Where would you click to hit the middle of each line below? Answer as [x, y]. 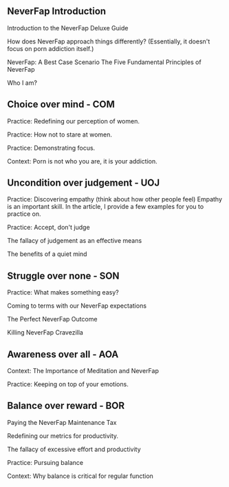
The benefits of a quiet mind [47, 254]
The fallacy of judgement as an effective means [75, 241]
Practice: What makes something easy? [63, 292]
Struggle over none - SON [63, 276]
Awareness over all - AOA [63, 354]
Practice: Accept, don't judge [49, 228]
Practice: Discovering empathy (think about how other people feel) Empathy [115, 199]
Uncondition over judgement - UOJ [84, 183]
